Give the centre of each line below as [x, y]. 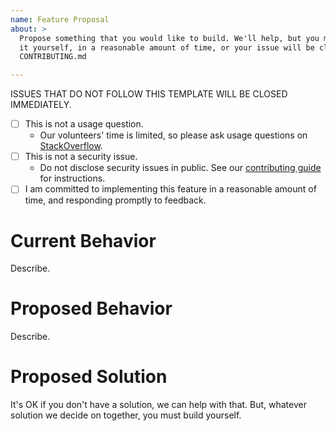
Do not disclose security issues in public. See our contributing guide [180, 168]
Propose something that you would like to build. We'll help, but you [169, 38]
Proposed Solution [89, 377]
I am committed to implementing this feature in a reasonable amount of [170, 189]
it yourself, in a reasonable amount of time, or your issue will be [167, 47]
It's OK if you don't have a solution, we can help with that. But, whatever [158, 405]
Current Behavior [83, 240]
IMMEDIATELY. [41, 105]
